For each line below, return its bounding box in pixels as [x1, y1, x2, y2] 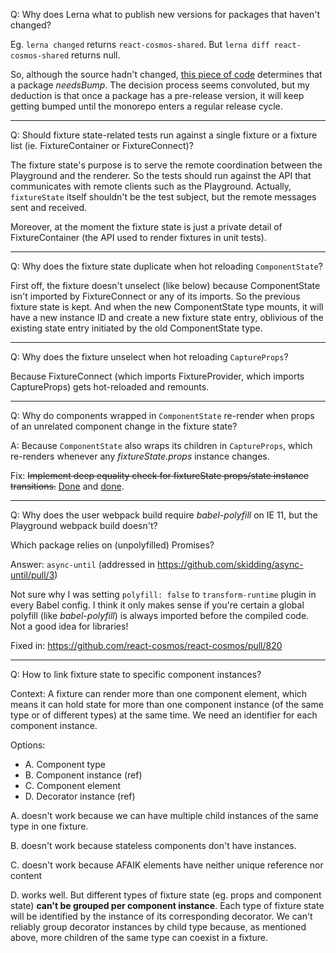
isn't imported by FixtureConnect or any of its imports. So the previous [10, 290, 301, 302]
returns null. [71, 49, 121, 61]
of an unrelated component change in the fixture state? [10, 420, 238, 432]
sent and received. [10, 202, 88, 213]
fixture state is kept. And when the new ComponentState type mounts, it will [10, 301, 324, 313]
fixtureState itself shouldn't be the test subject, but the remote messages [10, 191, 317, 203]
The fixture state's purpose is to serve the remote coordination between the [10, 159, 323, 171]
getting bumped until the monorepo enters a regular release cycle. [10, 100, 283, 112]
